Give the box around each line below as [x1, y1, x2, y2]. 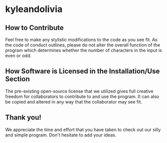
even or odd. [5, 52, 32, 58]
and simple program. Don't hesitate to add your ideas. [5, 131, 117, 138]
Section [5, 75, 30, 83]
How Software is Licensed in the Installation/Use [5, 67, 160, 75]
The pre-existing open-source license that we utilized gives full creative [5, 88, 154, 94]
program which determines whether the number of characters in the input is [5, 47, 162, 53]
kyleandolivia [5, 3, 63, 15]
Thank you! [5, 113, 42, 122]
